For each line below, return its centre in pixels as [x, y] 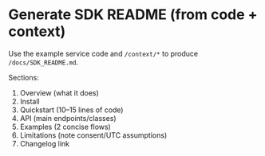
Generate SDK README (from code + [133, 15]
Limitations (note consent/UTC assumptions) [93, 135]
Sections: [24, 77]
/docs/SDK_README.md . [44, 62]
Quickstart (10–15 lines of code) [71, 110]
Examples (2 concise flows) [65, 127]
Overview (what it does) [59, 92]
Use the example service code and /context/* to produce [103, 53]
